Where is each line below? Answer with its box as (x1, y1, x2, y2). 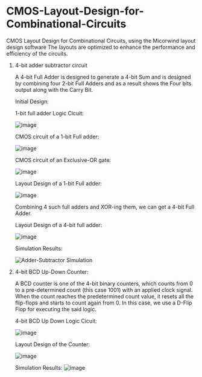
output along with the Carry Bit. (14, 86, 93, 93)
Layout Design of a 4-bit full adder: (14, 221, 103, 228)
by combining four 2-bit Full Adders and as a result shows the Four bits (14, 80, 192, 87)
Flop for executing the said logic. (14, 305, 97, 312)
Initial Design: (14, 98, 49, 105)
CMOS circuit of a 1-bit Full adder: (14, 133, 99, 140)
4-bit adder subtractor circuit (14, 62, 87, 69)
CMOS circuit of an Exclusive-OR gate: (14, 156, 112, 164)
